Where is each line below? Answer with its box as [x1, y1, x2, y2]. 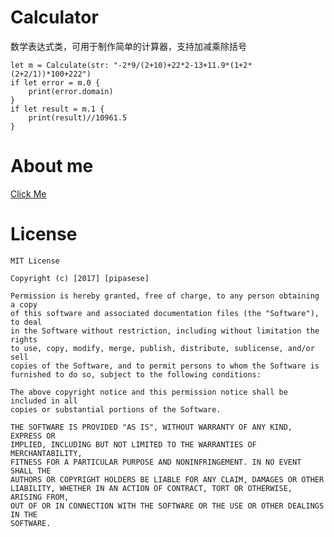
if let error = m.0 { [10, 77, 101, 88]
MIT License [10, 256, 60, 266]
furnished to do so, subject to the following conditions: [10, 369, 262, 380]
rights [10, 334, 38, 345]
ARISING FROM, [10, 492, 70, 502]
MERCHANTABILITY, [10, 448, 83, 458]
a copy [10, 299, 38, 310]
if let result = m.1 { [10, 104, 105, 114]
